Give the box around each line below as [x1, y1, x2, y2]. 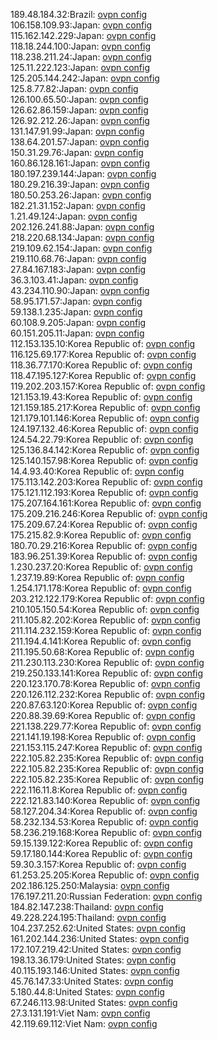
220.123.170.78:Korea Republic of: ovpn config [10, 678, 201, 689]
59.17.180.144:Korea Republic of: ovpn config [10, 848, 193, 859]
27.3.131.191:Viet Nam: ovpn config [10, 1007, 151, 1019]
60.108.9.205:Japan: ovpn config [10, 317, 147, 328]
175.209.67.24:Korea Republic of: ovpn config [10, 519, 198, 530]
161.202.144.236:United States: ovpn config [10, 933, 190, 944]
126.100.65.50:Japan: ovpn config [10, 94, 149, 105]
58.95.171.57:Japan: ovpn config [10, 295, 143, 307]
